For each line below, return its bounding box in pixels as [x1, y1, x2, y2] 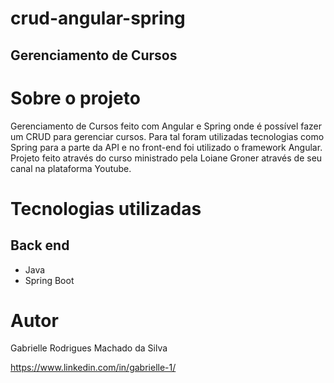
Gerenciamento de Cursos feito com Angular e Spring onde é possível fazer [10, 120, 322, 132]
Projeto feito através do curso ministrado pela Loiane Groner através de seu [10, 152, 323, 164]
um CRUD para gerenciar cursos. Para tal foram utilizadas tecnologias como [10, 130, 325, 142]
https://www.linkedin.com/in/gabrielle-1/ [10, 362, 177, 374]
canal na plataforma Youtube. [10, 162, 132, 174]
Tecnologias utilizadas [10, 197, 202, 220]
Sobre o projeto [10, 87, 141, 109]
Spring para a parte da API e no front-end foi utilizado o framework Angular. [10, 141, 323, 153]
